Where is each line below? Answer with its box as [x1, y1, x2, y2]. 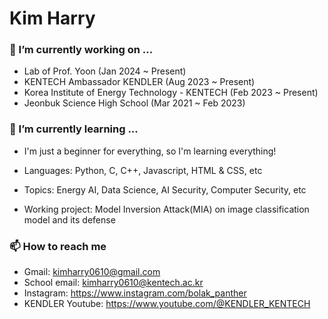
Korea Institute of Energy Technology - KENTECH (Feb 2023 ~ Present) [23, 87, 319, 99]
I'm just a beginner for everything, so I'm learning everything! [23, 145, 277, 157]
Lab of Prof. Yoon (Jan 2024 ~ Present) [23, 65, 187, 77]
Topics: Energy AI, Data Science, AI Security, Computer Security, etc [23, 183, 307, 196]
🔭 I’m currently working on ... [9, 43, 154, 57]
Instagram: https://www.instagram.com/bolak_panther [23, 287, 247, 299]
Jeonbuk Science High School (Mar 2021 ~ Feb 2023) [23, 97, 246, 109]
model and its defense [23, 213, 116, 226]
